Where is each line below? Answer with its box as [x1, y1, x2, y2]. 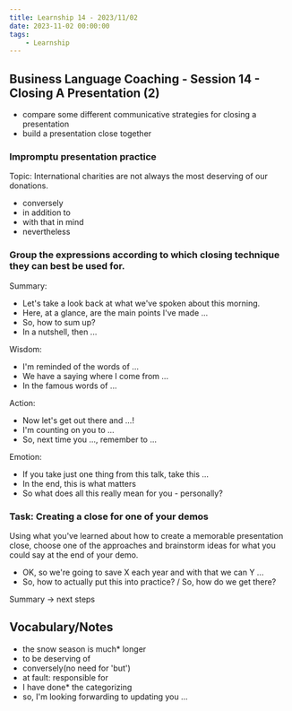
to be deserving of [21, 653, 91, 663]
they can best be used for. [9, 260, 125, 273]
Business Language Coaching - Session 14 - [9, 71, 261, 86]
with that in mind [21, 217, 84, 228]
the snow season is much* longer [21, 643, 147, 655]
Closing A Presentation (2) [9, 85, 160, 100]
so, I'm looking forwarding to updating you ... [21, 691, 188, 702]
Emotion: [9, 451, 42, 462]
